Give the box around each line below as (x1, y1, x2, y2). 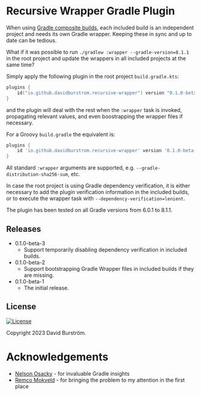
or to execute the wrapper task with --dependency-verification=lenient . (6, 195, 185, 202)
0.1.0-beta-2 (14, 259, 45, 266)
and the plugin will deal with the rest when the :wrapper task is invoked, (6, 106, 182, 113)
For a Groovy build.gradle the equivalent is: (6, 131, 115, 138)
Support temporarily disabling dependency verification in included (23, 246, 187, 253)
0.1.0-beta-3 (14, 240, 45, 247)
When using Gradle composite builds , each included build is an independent (6, 24, 194, 31)
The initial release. (23, 285, 69, 291)
